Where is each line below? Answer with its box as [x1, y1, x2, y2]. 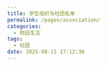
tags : [7, 36, 23, 43]
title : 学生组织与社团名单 [7, 10, 76, 17]
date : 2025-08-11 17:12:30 [7, 49, 85, 56]
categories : [7, 23, 41, 30]
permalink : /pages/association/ [7, 16, 100, 23]
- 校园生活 [13, 29, 41, 36]
